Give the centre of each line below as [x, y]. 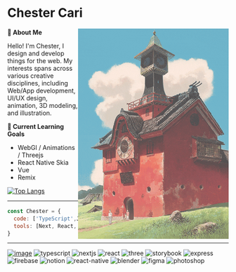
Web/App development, [41, 90]
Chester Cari [45, 13]
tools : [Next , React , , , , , [103, 226]
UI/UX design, [27, 98]
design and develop [36, 53]
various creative [31, 76]
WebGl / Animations [46, 147]
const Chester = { [34, 211]
